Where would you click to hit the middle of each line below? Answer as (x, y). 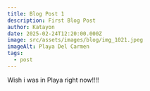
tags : (15, 54)
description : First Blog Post (52, 20)
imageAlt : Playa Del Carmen (49, 47)
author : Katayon (31, 27)
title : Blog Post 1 (36, 14)
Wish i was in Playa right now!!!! (54, 80)
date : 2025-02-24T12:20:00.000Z (55, 34)
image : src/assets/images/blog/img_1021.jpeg (75, 40)
